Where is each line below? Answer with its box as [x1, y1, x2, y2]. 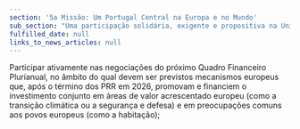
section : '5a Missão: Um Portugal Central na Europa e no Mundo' [9, 12, 257, 22]
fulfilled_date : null [9, 29, 90, 38]
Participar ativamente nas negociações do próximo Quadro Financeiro [9, 62, 267, 73]
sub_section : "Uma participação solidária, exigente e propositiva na [9, 21, 278, 30]
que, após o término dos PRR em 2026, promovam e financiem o [9, 81, 247, 92]
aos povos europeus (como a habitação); [9, 109, 161, 120]
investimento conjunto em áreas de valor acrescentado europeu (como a [9, 91, 277, 101]
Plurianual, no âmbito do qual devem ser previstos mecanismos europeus [9, 72, 279, 83]
